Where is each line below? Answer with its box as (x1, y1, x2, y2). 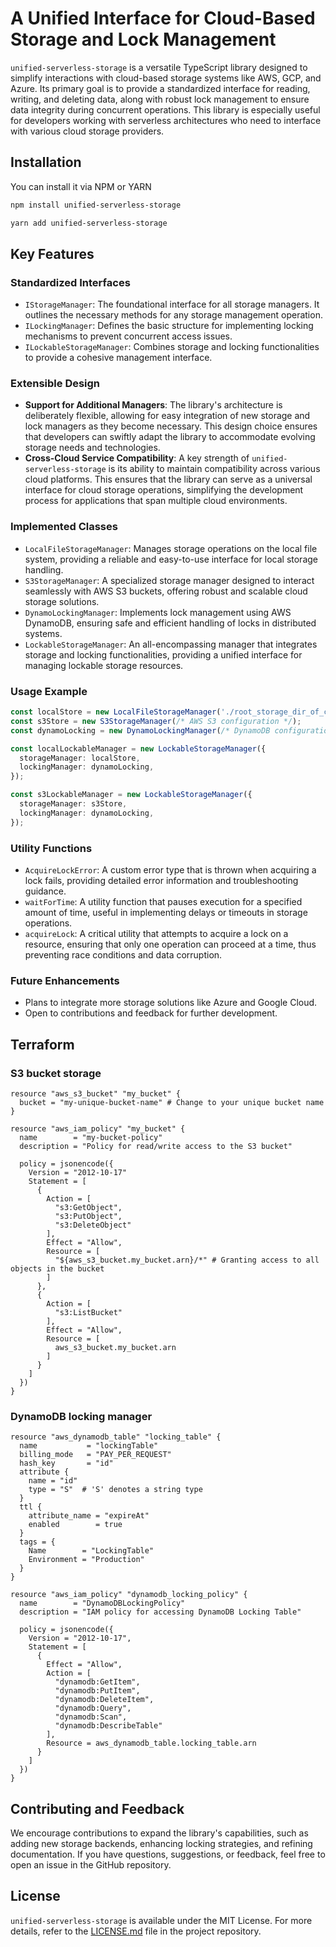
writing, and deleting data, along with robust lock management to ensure (10, 93, 310, 105)
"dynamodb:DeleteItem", (54, 1695, 155, 1705)
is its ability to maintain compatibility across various (108, 463, 321, 475)
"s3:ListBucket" (54, 1307, 123, 1317)
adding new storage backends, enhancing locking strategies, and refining (10, 1838, 313, 1850)
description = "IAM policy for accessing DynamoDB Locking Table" (19, 1607, 302, 1617)
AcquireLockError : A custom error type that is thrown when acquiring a (24, 864, 317, 876)
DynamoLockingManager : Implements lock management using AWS (24, 606, 292, 618)
